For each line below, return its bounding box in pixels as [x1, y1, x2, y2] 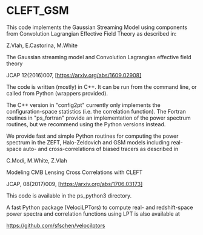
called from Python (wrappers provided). [6, 89, 108, 97]
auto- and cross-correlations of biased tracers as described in [23, 145, 179, 152]
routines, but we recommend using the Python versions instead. [6, 120, 166, 127]
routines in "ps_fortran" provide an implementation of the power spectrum [6, 114, 191, 121]
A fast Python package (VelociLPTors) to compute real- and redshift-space [6, 204, 193, 211]
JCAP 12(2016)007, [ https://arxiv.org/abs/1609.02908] [6, 71, 142, 79]
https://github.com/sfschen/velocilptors [6, 222, 105, 229]
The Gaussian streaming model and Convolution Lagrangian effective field [6, 53, 192, 60]
